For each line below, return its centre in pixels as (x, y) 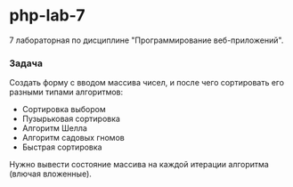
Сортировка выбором (64, 110)
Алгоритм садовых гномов (73, 138)
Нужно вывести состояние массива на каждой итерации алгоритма (139, 165)
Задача (26, 63)
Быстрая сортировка (62, 147)
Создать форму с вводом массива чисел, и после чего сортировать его (147, 83)
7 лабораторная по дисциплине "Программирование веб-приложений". (146, 40)
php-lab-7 (47, 16)
